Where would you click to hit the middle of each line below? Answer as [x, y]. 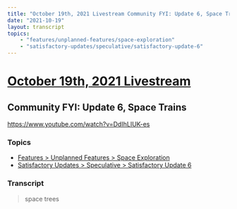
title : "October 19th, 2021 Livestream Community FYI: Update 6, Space [115, 14]
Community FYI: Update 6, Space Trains [97, 107]
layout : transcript [36, 27]
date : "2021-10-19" [36, 20]
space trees [42, 198]
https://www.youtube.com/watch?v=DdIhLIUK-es [79, 124]
